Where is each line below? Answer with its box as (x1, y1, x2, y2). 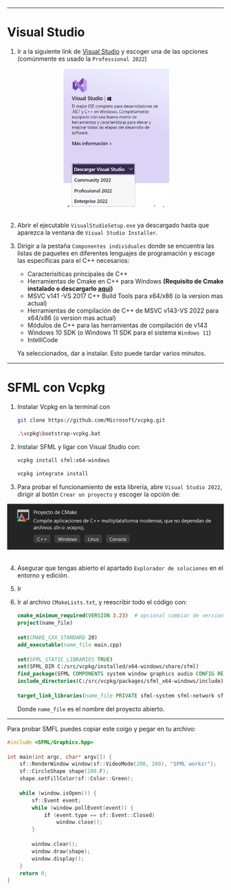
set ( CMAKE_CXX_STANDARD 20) (16, 634, 98, 641)
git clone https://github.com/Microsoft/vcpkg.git (16, 417, 166, 424)
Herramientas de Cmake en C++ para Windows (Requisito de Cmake (27, 277, 224, 286)
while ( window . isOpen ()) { (19, 789, 97, 797)
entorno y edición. (16, 571, 69, 580)
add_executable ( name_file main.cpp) (16, 641, 122, 649)
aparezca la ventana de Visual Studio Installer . (16, 228, 158, 237)
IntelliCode (27, 336, 58, 344)
